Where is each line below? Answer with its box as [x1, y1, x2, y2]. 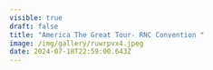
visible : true [9, 13, 63, 23]
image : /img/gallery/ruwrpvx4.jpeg [9, 38, 144, 48]
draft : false [9, 22, 59, 31]
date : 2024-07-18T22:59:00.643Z [9, 47, 131, 56]
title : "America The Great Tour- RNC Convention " [9, 30, 205, 39]
